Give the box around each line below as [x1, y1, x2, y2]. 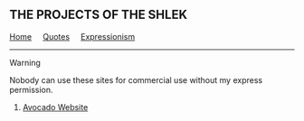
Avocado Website [22, 101, 89, 112]
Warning [9, 57, 41, 68]
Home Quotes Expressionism [9, 31, 136, 42]
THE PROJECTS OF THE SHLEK [9, 7, 188, 23]
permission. [9, 84, 53, 95]
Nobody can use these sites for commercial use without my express [9, 74, 263, 85]
